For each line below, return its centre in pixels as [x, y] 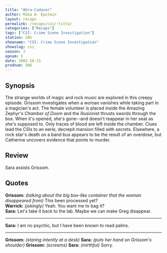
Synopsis [20, 85]
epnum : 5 [14, 56]
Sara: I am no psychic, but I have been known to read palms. [67, 225]
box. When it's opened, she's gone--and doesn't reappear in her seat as [79, 119]
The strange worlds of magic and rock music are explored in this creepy [79, 97]
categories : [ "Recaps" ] [30, 28]
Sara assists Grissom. [27, 167]
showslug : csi [20, 47]
